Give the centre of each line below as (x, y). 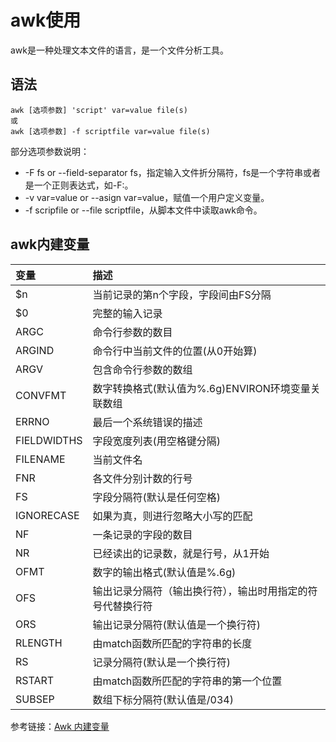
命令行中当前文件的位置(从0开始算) (175, 351)
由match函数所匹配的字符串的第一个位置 (187, 681)
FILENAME (40, 459)
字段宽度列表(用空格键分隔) (157, 441)
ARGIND (35, 350)
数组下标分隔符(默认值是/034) (163, 699)
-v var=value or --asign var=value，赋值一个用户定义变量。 (147, 197)
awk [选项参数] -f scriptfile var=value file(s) (110, 131)
